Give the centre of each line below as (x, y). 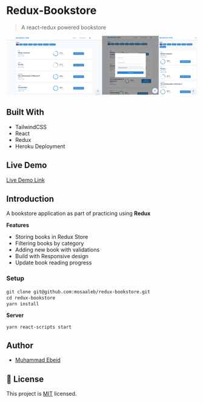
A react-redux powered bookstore (64, 27)
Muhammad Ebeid (38, 360)
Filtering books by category (49, 244)
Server (15, 315)
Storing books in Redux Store (52, 237)
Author (20, 346)
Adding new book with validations (57, 250)
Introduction (30, 198)
